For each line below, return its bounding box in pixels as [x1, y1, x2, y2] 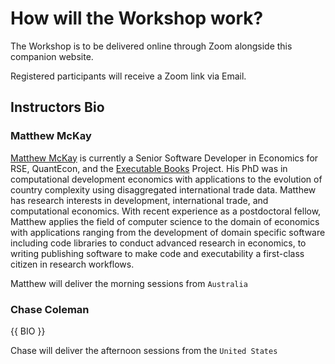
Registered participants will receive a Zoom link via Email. [10, 70, 247, 82]
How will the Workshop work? [10, 7, 264, 30]
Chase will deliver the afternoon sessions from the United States [10, 344, 278, 356]
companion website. [10, 50, 94, 62]
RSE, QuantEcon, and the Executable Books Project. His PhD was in [10, 162, 288, 174]
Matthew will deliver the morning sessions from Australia [10, 277, 248, 289]
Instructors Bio [10, 99, 105, 116]
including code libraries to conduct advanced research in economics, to [10, 237, 307, 249]
